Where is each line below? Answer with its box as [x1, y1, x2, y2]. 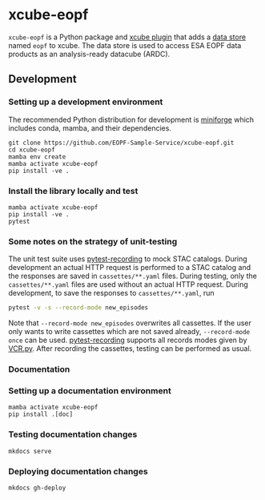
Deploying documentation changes [8, 466, 148, 477]
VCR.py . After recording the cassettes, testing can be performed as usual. [8, 344, 252, 353]
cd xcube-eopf [8, 146, 56, 154]
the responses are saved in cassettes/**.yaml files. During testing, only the [8, 271, 258, 281]
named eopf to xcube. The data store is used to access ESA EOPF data [8, 40, 242, 50]
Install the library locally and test [8, 185, 139, 196]
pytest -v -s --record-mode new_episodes [8, 304, 149, 312]
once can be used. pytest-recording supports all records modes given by [8, 335, 247, 345]
